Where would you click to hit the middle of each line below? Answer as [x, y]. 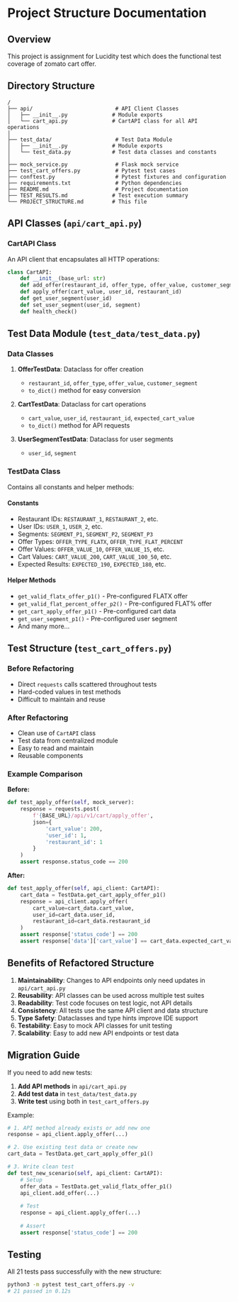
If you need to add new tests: [50, 1072]
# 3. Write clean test [41, 1167]
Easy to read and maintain [56, 748]
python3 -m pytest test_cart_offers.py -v [71, 1285]
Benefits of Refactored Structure [81, 963]
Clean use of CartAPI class [57, 733]
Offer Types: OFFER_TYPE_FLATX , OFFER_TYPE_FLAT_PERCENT [100, 541]
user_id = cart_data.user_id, [74, 915]
